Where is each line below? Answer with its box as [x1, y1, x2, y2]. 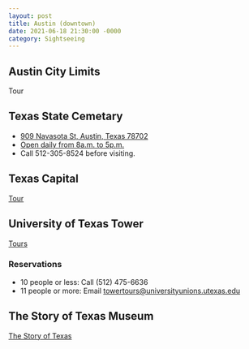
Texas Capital [8, 172, 79, 186]
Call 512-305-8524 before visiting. [19, 148, 135, 158]
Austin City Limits [8, 64, 101, 78]
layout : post [8, 11, 53, 20]
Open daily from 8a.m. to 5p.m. [19, 140, 125, 149]
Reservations [8, 259, 62, 270]
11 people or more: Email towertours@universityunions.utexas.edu [19, 286, 241, 295]
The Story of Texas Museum [8, 309, 154, 323]
